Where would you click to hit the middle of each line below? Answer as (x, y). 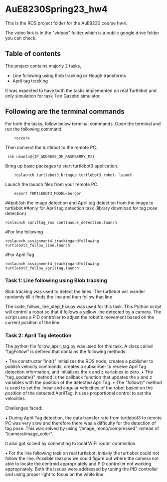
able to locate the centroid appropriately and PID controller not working (78, 464)
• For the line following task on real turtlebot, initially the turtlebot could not (82, 453)
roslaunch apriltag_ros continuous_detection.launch (61, 222)
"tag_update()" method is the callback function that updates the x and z (79, 377)
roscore (22, 138)
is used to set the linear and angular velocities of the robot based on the (79, 388)
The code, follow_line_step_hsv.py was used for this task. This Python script (83, 306)
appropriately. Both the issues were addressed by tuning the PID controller (82, 469)
